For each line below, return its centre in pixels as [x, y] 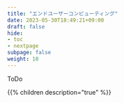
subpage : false [29, 53]
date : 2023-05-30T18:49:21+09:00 [56, 20]
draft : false [26, 26]
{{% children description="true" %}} [59, 92]
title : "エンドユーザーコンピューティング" [63, 14]
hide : [15, 33]
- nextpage [23, 46]
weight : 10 [23, 59]
